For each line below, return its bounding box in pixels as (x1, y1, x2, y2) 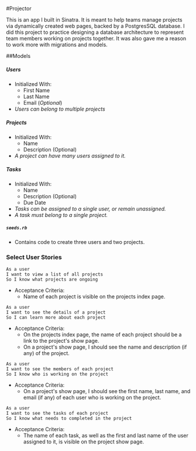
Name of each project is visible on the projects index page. (23, 293, 166, 300)
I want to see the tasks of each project (6, 411, 109, 416)
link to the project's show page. (23, 338, 99, 345)
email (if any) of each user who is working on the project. (23, 394, 161, 401)
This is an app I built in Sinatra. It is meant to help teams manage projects (6, 16, 183, 23)
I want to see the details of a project (6, 309, 106, 315)
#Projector (6, 5, 32, 12)
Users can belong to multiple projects (14, 105, 105, 112)
